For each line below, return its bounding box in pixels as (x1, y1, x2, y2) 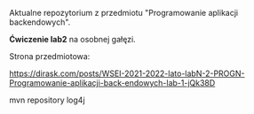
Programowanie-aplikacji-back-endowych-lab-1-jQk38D (9, 78, 216, 87)
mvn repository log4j (9, 95, 86, 105)
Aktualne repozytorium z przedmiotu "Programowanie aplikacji (9, 8, 238, 18)
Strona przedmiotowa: (9, 51, 91, 61)
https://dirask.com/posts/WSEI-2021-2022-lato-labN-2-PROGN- (9, 68, 245, 79)
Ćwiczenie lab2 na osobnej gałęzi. (9, 34, 136, 44)
